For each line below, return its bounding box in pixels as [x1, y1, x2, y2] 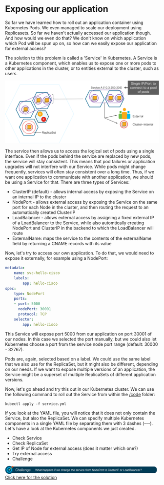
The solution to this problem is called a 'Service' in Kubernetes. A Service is [5, 55, 158, 61]
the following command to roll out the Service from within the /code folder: [5, 391, 155, 397]
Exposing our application [5, 3, 108, 15]
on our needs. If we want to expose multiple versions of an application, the [5, 366, 155, 372]
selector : [14, 316, 34, 322]
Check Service [12, 435, 42, 441]
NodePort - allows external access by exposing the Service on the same [12, 199, 158, 205]
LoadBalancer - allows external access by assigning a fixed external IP [12, 215, 155, 221]
